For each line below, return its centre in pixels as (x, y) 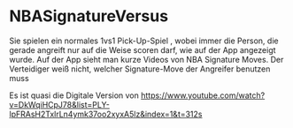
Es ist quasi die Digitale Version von (74, 95)
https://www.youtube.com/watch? (203, 95)
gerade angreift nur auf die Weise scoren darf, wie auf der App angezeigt (143, 49)
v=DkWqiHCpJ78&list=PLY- (60, 104)
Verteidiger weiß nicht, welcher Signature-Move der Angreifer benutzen (140, 69)
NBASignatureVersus (89, 16)
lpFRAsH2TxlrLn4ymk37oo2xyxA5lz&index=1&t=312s (106, 114)
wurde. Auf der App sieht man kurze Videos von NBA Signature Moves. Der (146, 59)
